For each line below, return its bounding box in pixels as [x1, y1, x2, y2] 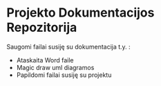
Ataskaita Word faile [16, 55, 74, 64]
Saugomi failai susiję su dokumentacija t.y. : [6, 42, 131, 51]
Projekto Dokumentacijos [6, 5, 155, 21]
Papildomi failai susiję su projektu [16, 71, 112, 79]
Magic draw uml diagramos [16, 63, 95, 71]
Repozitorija [6, 19, 77, 35]
